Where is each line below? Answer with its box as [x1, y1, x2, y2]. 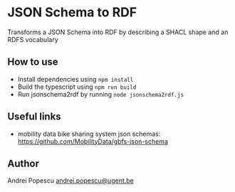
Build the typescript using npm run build [17, 82, 137, 91]
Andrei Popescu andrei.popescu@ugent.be [7, 176, 134, 185]
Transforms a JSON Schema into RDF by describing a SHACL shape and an [7, 28, 229, 36]
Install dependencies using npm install [17, 75, 134, 83]
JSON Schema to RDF [7, 4, 137, 21]
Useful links [7, 111, 62, 123]
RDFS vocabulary [7, 35, 58, 43]
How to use [7, 56, 58, 68]
